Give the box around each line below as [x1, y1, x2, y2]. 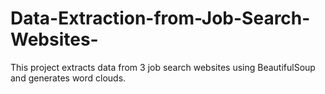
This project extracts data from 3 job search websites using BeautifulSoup [10, 61, 316, 73]
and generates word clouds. [10, 72, 127, 84]
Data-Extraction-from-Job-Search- [10, 7, 311, 30]
